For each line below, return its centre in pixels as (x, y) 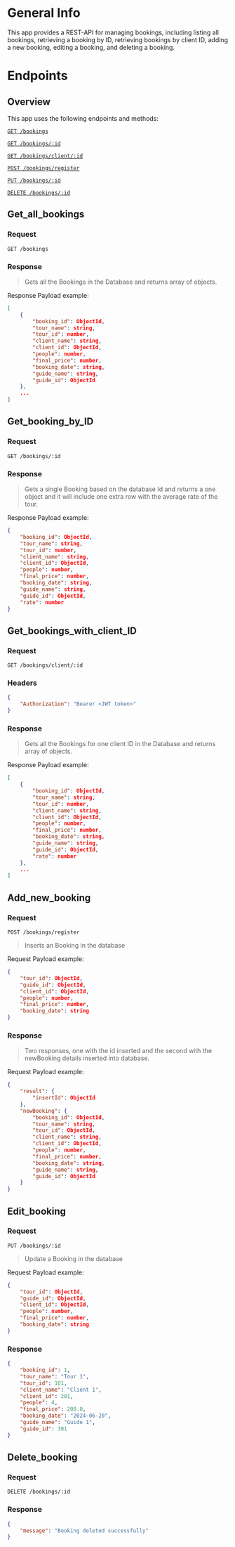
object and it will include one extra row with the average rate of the (121, 497)
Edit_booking (37, 1211)
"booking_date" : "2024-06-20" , (66, 1416)
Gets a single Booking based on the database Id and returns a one (120, 489)
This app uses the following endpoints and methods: (83, 118)
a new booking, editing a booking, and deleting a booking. (91, 47)
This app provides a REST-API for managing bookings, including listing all (113, 32)
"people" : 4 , (39, 1403)
